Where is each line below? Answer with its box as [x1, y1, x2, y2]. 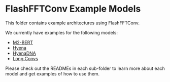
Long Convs [12, 55, 38, 61]
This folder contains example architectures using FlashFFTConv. [5, 20, 140, 26]
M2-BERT [12, 39, 33, 46]
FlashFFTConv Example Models [5, 3, 141, 15]
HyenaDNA [12, 50, 37, 56]
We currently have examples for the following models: [5, 29, 118, 35]
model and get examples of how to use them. [5, 70, 100, 76]
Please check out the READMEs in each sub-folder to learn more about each [5, 65, 165, 71]
